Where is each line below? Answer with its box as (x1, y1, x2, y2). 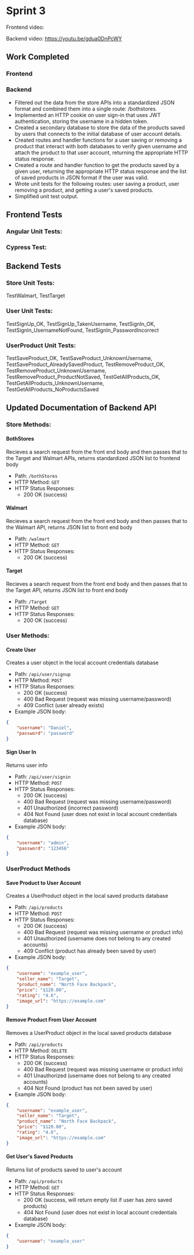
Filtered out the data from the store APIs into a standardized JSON (14, 99, 175, 106)
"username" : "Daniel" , (16, 725, 72, 731)
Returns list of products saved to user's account (6, 1166, 122, 1173)
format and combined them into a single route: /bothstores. (14, 105, 157, 112)
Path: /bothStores (14, 472, 58, 479)
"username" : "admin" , (16, 840, 69, 845)
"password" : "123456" (16, 845, 69, 851)
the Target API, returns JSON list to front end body (6, 587, 128, 594)
